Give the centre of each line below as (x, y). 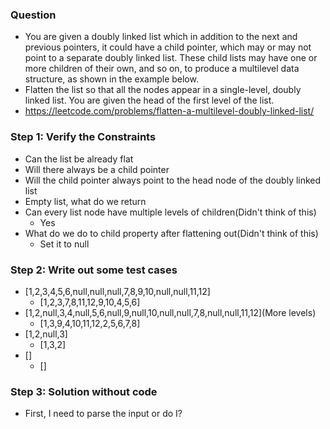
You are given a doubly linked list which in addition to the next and (161, 37)
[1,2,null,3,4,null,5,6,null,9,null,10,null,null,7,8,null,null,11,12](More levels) (170, 312)
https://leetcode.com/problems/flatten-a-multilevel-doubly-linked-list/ (169, 111)
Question (33, 15)
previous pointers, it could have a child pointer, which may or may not (168, 47)
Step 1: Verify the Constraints (83, 137)
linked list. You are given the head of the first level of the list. (149, 100)
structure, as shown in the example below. (111, 79)
